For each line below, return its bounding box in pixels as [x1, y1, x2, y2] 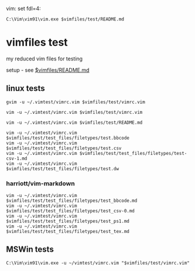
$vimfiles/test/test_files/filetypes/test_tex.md [6, 229, 130, 235]
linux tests [6, 83, 45, 93]
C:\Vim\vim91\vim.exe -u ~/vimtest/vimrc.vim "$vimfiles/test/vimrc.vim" [6, 260, 190, 266]
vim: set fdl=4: [6, 5, 41, 12]
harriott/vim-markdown [6, 179, 75, 187]
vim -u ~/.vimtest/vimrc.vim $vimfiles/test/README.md [6, 120, 143, 126]
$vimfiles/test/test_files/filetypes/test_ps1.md [6, 218, 130, 225]
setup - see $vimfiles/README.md [6, 66, 90, 73]
